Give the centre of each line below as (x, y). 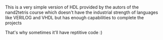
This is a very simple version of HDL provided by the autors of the (72, 7)
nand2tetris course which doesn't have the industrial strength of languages (81, 12)
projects (14, 23)
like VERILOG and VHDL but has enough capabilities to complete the (75, 18)
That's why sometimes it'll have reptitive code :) (54, 32)
